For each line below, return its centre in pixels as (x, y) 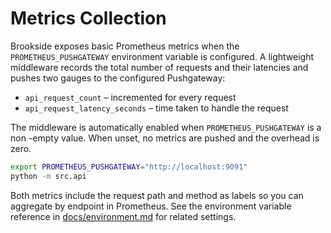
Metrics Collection (88, 18)
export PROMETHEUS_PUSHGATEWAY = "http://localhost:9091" (129, 167)
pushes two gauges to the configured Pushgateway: (118, 78)
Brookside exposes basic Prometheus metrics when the (125, 46)
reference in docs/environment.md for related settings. (123, 216)
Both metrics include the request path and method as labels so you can (157, 195)
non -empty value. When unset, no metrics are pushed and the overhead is (165, 138)
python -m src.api (48, 176)
